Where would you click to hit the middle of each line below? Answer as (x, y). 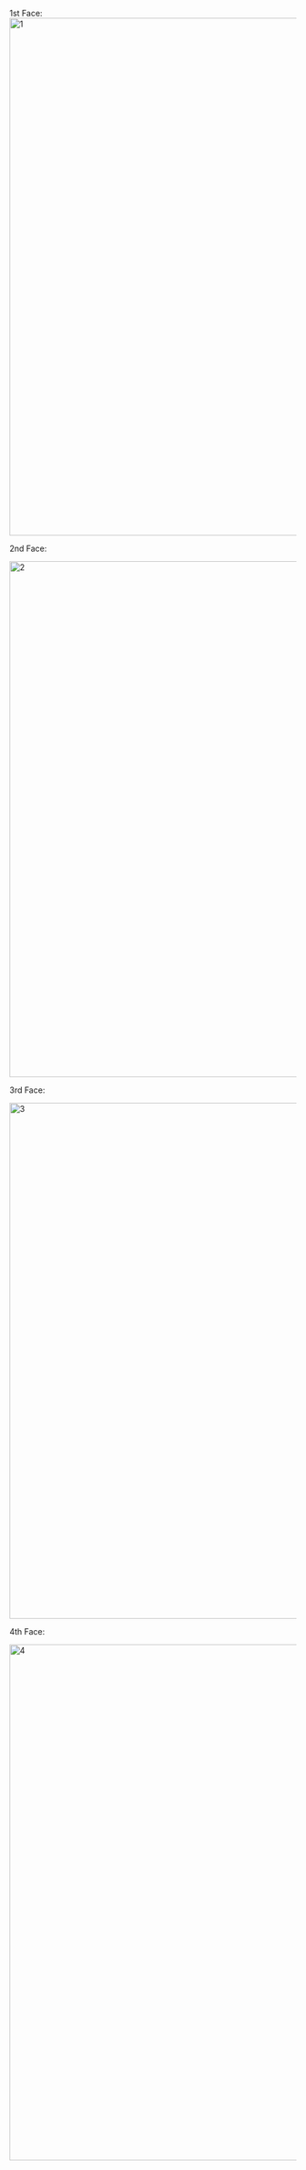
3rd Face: (27, 1090)
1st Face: (26, 13)
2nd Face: (28, 548)
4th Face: (27, 1631)
